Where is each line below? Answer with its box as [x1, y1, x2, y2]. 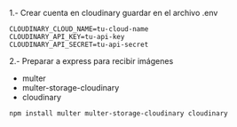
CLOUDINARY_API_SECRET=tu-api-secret [9, 40, 149, 49]
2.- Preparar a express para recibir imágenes [9, 56, 174, 66]
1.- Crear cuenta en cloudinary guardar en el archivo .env [9, 8, 218, 18]
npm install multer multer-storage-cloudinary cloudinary [9, 109, 228, 118]
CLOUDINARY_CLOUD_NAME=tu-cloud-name [9, 25, 149, 34]
